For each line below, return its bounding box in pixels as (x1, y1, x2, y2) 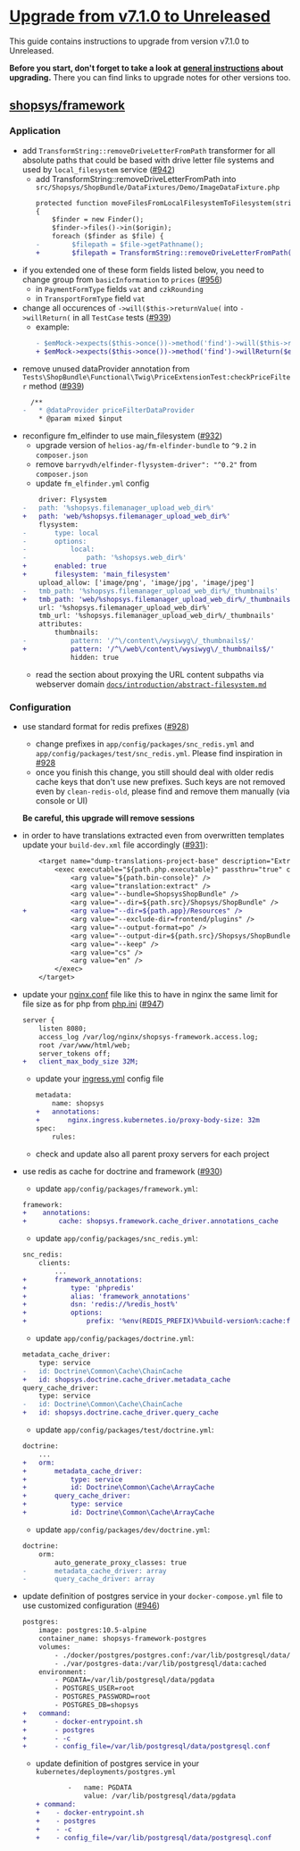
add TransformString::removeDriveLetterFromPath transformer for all (21, 145, 276, 155)
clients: (38, 1259, 71, 1268)
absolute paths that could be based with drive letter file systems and (21, 154, 275, 165)
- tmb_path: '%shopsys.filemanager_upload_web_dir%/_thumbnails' (21, 587, 279, 596)
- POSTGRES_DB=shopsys (54, 1701, 139, 1710)
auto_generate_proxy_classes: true (54, 1558, 187, 1567)
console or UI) (35, 795, 88, 805)
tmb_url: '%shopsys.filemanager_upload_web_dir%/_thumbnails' (38, 612, 275, 621)
